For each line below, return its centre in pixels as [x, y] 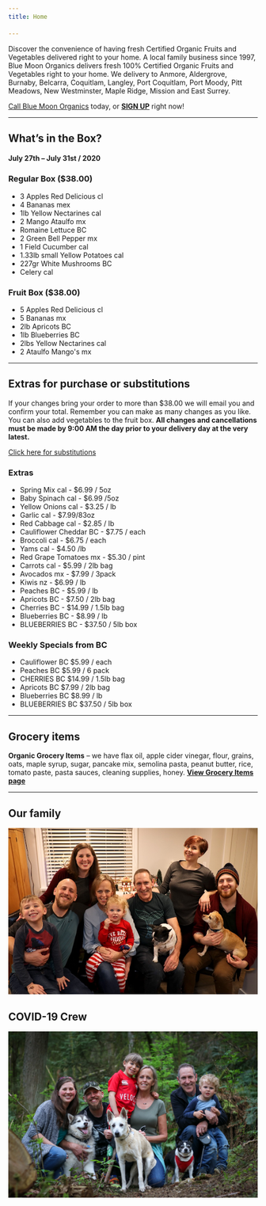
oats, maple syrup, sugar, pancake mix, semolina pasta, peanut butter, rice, [131, 764]
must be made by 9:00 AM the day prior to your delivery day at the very [128, 428]
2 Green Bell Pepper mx [58, 238]
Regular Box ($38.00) [51, 179]
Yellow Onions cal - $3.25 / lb [68, 507]
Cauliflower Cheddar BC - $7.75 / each [83, 532]
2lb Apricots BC [45, 327]
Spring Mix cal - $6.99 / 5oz [65, 490]
